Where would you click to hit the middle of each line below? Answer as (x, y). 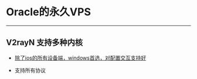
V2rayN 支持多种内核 (45, 42)
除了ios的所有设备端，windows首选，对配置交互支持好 (80, 58)
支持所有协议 (30, 70)
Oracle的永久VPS (48, 12)
